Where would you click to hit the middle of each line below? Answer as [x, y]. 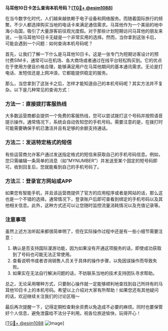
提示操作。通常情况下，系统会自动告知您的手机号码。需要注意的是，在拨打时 [84, 122]
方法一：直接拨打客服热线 [36, 103]
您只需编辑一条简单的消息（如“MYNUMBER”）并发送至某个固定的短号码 [79, 160]
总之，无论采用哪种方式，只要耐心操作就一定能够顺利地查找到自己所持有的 [82, 284]
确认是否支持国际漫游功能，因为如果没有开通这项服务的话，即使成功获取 [87, 248]
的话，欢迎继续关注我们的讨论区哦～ [42, 296]
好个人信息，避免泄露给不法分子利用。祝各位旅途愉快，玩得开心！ [73, 313]
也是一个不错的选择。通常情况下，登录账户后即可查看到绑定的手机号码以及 [82, 199]
